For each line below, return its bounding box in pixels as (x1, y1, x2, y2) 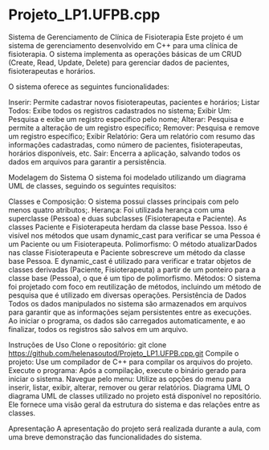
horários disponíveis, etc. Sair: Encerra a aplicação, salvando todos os (8, 148, 241, 158)
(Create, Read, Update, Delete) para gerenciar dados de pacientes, (8, 58, 230, 67)
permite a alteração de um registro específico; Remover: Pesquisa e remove (8, 123, 259, 132)
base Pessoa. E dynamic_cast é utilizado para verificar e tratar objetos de (8, 256, 251, 266)
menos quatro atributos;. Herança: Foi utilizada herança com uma (8, 205, 225, 214)
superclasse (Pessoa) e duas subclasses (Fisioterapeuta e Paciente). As (8, 213, 247, 223)
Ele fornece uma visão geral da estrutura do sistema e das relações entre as (8, 399, 260, 409)
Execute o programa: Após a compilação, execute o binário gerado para (8, 365, 247, 375)
